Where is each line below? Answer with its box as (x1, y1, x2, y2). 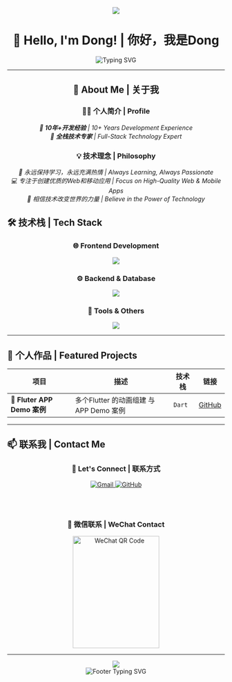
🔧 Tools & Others (87, 306, 145, 315)
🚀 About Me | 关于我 (72, 84, 159, 96)
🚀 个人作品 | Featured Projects (7, 349, 138, 361)
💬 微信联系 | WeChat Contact (67, 519, 165, 529)
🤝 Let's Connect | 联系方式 (71, 464, 161, 474)
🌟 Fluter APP (10, 395, 53, 405)
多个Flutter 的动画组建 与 (75, 396, 155, 405)
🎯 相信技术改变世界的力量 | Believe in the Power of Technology (27, 195, 205, 203)
